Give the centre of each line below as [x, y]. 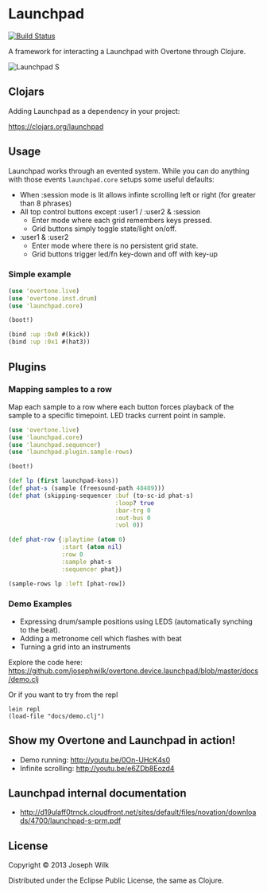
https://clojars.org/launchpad [56, 126]
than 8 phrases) [46, 203]
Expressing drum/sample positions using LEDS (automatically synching [136, 621]
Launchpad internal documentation [97, 793]
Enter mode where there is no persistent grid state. [115, 245]
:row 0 [72, 554]
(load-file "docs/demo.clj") [56, 716]
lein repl [25, 709]
